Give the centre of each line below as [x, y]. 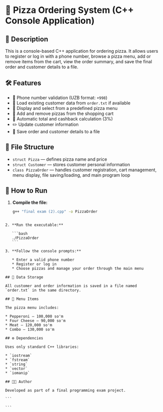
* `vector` [16, 369]
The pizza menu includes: [32, 308]
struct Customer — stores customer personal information [71, 164]
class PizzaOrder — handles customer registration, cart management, [84, 170]
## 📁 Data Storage [24, 277]
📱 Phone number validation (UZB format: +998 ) [60, 98]
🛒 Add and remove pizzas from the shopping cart [63, 113]
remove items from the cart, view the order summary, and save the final [79, 61]
